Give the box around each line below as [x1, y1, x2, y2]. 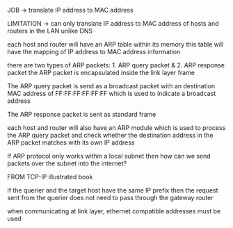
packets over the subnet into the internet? [7, 159, 127, 168]
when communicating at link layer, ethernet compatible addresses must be [7, 207, 221, 215]
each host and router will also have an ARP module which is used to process [7, 124, 226, 131]
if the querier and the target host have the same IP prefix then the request [7, 186, 218, 194]
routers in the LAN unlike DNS [7, 27, 93, 35]
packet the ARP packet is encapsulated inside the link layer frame [7, 69, 195, 76]
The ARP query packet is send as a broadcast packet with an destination [7, 82, 216, 90]
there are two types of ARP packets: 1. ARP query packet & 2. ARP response [7, 61, 225, 69]
